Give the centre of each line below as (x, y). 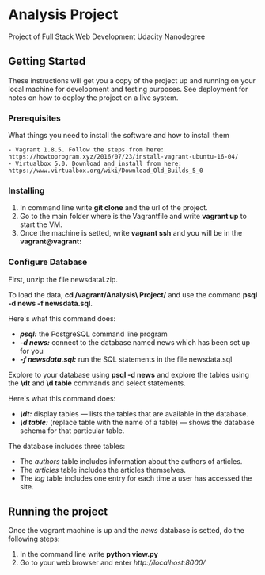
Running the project (58, 512)
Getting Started (47, 61)
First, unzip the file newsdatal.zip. (63, 279)
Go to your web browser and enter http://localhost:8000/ (112, 563)
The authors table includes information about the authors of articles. (131, 461)
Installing (26, 190)
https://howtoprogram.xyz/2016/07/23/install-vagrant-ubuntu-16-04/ (123, 157)
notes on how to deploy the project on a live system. (93, 98)
